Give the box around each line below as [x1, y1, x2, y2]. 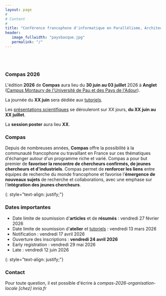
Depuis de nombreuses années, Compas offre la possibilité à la [5, 145, 134, 151]
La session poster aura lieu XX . [5, 121, 70, 127]
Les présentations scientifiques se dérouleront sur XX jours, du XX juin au [5, 107, 156, 113]
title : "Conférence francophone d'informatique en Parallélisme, [5, 26, 142, 31]
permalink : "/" [11, 40, 43, 45]
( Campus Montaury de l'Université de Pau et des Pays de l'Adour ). [5, 87, 140, 93]
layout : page [5, 7, 32, 12]
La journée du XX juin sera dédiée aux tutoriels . [5, 97, 103, 103]
